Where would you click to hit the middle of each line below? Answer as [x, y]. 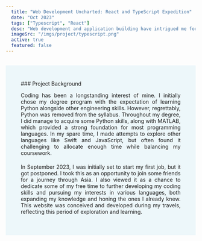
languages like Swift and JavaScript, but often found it [101, 140]
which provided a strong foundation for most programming [101, 127]
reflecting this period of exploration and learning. [82, 211]
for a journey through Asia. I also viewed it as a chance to [101, 180]
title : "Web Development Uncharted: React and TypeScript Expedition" [102, 12]
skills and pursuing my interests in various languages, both [101, 192]
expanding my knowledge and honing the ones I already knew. [101, 199]
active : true [27, 40]
